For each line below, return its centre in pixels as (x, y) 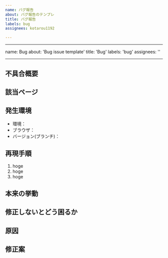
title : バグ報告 (20, 19)
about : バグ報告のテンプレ (30, 15)
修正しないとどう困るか (41, 212)
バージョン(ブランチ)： (36, 136)
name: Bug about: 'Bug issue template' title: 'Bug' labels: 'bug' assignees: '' (83, 52)
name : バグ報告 (19, 10)
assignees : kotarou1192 (30, 29)
